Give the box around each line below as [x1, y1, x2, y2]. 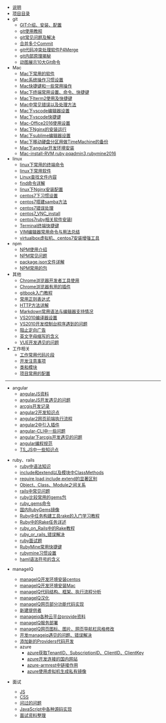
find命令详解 [19, 180, 45, 186]
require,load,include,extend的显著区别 [19, 476, 97, 482]
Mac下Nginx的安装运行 [19, 126, 67, 132]
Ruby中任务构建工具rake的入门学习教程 [19, 513, 100, 519]
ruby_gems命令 [19, 501, 51, 506]
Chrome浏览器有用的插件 [19, 284, 71, 289]
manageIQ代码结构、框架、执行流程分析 [19, 589, 102, 595]
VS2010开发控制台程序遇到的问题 [19, 321, 88, 327]
